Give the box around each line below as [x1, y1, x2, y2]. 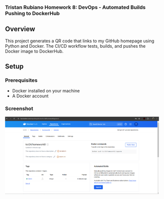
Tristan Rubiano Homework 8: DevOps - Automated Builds [5, 4, 146, 11]
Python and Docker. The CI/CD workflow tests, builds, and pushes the [5, 43, 146, 49]
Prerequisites [5, 77, 38, 84]
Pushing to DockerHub [5, 10, 60, 17]
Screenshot [5, 105, 33, 112]
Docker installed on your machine [12, 88, 80, 94]
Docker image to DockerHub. [5, 48, 64, 54]
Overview [5, 25, 36, 33]
